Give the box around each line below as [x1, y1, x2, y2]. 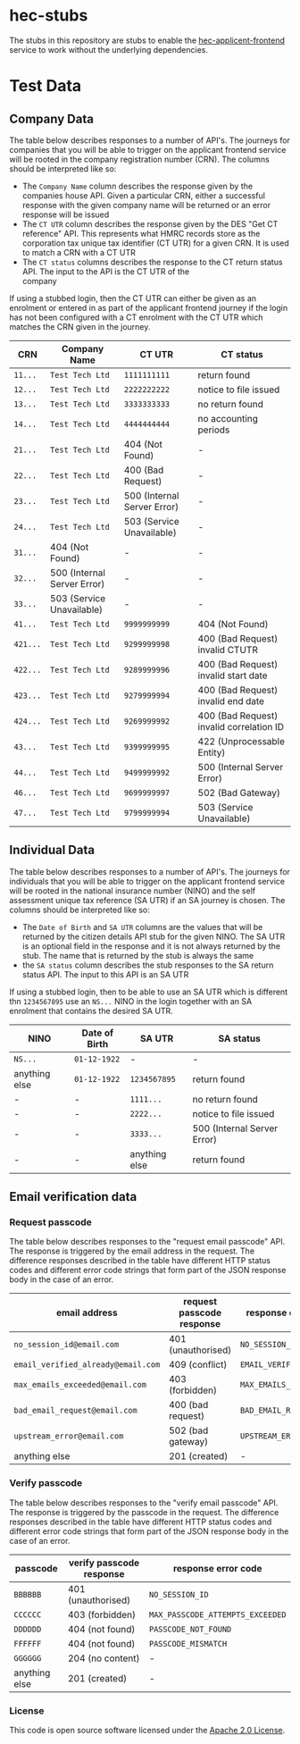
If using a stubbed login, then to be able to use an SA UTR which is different [9, 986, 288, 997]
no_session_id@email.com [13, 1339, 120, 1350]
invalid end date [197, 694, 265, 707]
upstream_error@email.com [13, 1431, 124, 1441]
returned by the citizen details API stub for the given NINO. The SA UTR [21, 931, 286, 942]
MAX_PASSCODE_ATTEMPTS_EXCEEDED [148, 1609, 287, 1620]
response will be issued [21, 209, 110, 220]
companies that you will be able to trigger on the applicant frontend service [9, 144, 287, 155]
